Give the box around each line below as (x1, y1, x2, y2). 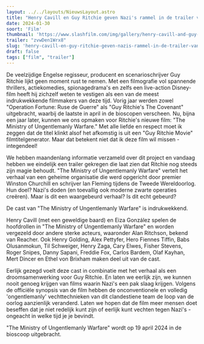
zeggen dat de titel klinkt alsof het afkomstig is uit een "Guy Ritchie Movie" (6, 129, 193, 136)
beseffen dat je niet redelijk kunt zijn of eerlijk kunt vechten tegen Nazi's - (6, 306, 191, 313)
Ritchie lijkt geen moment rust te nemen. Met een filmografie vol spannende (6, 77, 196, 85)
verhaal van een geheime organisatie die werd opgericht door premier (6, 173, 182, 180)
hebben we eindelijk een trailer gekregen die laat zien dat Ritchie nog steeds (6, 160, 197, 167)
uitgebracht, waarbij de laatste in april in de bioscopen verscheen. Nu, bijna (6, 110, 195, 117)
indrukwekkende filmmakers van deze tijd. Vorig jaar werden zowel (6, 97, 174, 104)
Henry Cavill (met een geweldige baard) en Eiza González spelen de (6, 216, 177, 223)
